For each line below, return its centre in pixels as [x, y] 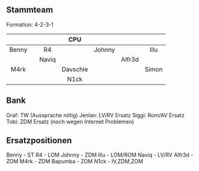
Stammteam [30, 10]
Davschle [75, 69]
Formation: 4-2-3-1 [30, 24]
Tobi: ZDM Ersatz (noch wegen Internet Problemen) [70, 121]
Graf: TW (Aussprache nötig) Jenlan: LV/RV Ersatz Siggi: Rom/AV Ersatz [96, 115]
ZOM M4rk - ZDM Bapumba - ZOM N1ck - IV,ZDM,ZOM [75, 161]
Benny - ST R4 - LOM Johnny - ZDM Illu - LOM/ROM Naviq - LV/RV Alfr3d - [100, 155]
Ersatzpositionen [39, 140]
